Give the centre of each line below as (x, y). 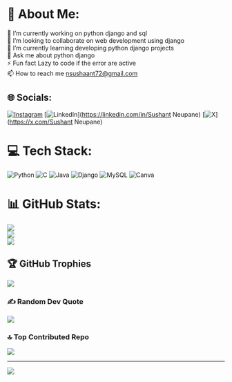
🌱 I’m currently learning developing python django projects (91, 48)
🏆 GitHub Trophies (49, 264)
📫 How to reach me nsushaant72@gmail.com (72, 73)
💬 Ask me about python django (51, 55)
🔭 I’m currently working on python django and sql (77, 33)
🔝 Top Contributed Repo (48, 336)
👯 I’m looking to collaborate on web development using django (96, 40)
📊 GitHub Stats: (54, 204)
